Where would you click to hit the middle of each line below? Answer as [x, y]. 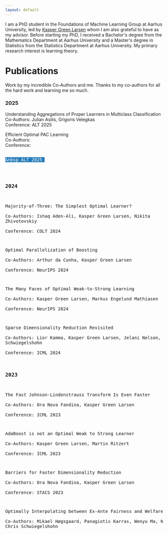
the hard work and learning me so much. [47, 90]
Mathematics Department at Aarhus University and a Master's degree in [79, 40]
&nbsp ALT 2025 [24, 159]
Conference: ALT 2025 [28, 125]
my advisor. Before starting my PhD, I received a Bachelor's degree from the [84, 35]
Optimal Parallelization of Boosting [51, 250]
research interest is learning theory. [42, 51]
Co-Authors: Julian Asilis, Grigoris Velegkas [50, 119]
